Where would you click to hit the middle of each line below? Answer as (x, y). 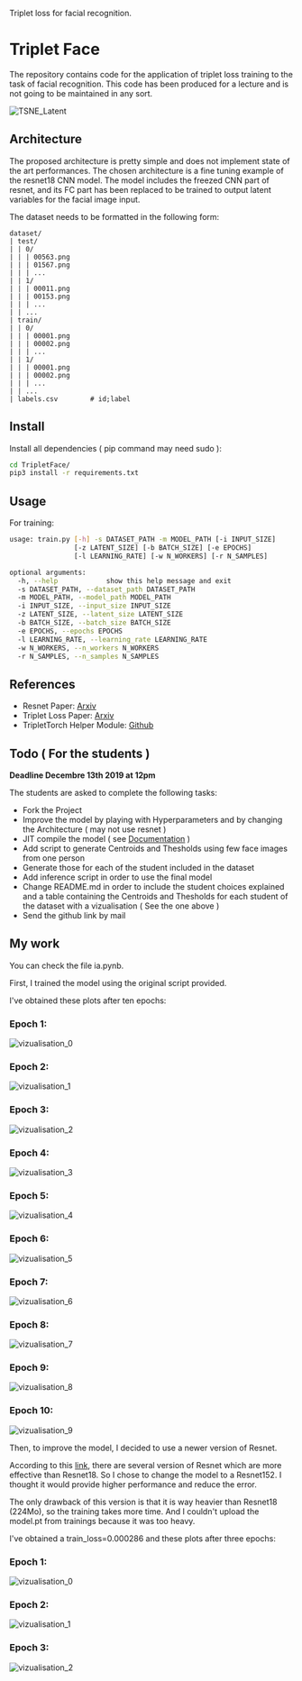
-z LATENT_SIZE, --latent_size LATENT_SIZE (100, 615)
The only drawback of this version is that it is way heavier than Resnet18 (143, 1502)
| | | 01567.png (40, 265)
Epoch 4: (29, 1153)
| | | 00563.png (40, 257)
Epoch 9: (29, 1367)
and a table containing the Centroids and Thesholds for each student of (155, 896)
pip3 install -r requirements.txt (74, 473)
